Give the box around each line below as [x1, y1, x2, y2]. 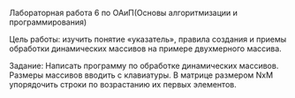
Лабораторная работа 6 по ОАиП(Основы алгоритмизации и [9, 8, 238, 18]
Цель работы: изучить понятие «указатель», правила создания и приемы [9, 34, 287, 44]
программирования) [9, 17, 87, 27]
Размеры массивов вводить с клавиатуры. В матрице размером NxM [9, 70, 274, 80]
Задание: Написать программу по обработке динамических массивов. [9, 61, 279, 71]
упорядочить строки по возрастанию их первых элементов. [9, 79, 237, 89]
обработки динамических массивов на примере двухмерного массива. [9, 43, 283, 54]
